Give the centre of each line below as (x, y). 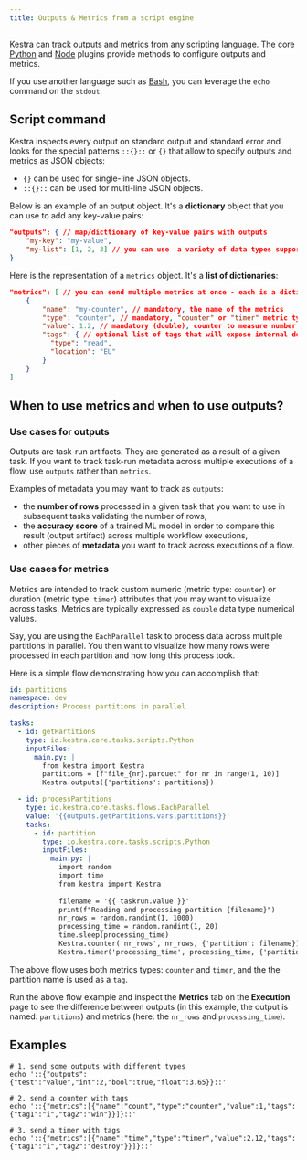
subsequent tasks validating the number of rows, (115, 516)
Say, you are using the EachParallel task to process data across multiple (146, 635)
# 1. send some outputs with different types (97, 1066)
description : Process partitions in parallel (97, 707)
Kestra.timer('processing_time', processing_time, (157, 952)
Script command (58, 120)
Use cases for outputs (59, 431)
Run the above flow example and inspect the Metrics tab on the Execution (150, 996)
